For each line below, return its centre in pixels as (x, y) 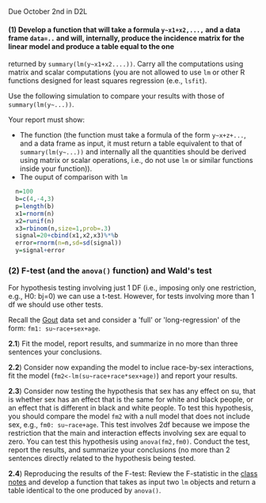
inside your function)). (56, 168)
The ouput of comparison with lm (74, 177)
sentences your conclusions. (55, 352)
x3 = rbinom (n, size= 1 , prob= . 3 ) (63, 229)
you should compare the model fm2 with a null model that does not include (129, 416)
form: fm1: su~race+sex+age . (55, 328)
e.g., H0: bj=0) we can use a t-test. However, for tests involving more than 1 (131, 297)
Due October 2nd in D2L (48, 11)
